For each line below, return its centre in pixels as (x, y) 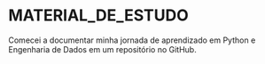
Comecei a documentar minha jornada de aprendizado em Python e (132, 40)
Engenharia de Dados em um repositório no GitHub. (102, 49)
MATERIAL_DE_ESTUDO (99, 16)
